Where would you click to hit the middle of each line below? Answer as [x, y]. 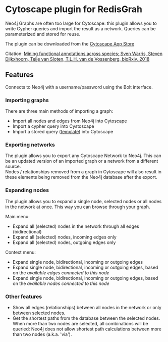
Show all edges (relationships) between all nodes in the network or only [87, 307]
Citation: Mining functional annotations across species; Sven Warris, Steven [84, 54]
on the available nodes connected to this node [61, 283]
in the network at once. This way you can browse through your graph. [78, 207]
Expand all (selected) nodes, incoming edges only [65, 237]
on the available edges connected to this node [61, 273]
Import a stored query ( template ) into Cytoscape [63, 132]
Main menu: [18, 216]
